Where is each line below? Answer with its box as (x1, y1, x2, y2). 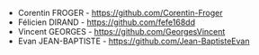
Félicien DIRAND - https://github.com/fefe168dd (17, 17, 196, 27)
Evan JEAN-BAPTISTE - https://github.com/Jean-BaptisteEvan (17, 35, 250, 46)
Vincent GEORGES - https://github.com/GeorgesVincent (17, 27, 226, 36)
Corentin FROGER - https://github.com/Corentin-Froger (17, 8, 223, 18)
